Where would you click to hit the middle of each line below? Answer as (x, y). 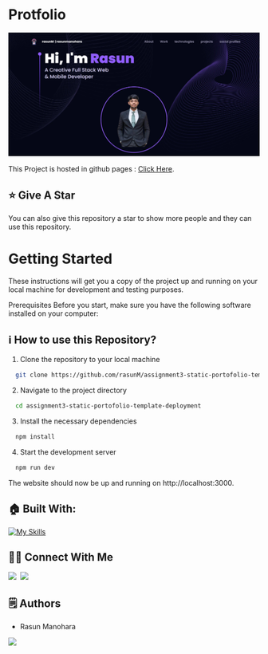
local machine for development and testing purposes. (96, 290)
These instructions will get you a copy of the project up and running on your (133, 282)
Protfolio (37, 15)
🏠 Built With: (42, 508)
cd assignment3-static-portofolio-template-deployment (108, 406)
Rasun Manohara (47, 626)
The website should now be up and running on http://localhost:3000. (121, 483)
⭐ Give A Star (42, 195)
